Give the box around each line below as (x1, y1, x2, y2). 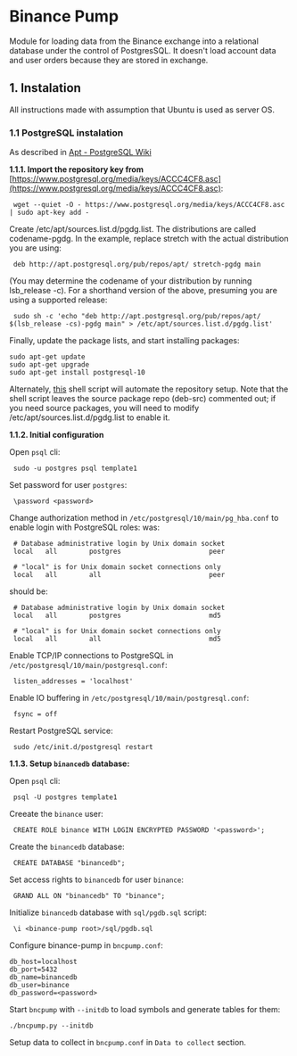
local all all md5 (12, 635, 221, 644)
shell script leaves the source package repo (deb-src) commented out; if (9, 393, 276, 404)
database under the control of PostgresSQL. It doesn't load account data (9, 45, 276, 55)
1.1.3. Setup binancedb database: (9, 758, 130, 769)
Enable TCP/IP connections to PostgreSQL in (9, 650, 174, 661)
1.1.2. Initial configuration (9, 430, 104, 441)
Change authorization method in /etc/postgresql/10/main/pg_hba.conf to (9, 513, 279, 524)
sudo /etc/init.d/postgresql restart (12, 743, 153, 752)
